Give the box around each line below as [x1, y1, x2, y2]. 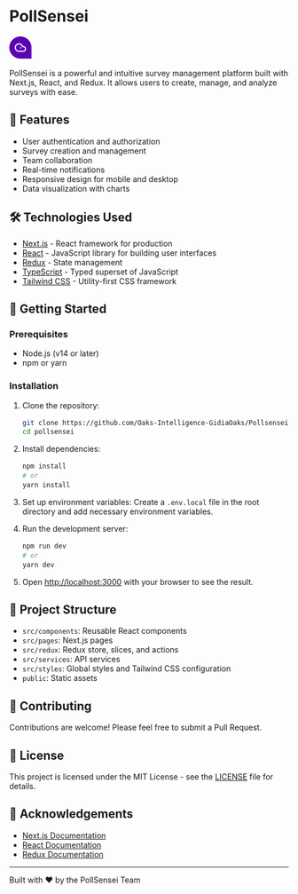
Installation [9, 380, 59, 392]
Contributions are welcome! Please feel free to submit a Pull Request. [9, 722, 263, 733]
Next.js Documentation [21, 830, 106, 841]
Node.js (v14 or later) [21, 348, 99, 359]
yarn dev [21, 560, 55, 569]
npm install [21, 462, 67, 471]
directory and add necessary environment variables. [21, 506, 214, 517]
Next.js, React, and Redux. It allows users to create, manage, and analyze [9, 77, 278, 88]
